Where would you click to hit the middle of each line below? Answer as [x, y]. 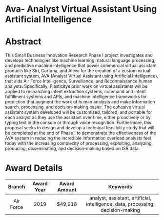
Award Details [34, 168]
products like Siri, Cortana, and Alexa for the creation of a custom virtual [78, 71]
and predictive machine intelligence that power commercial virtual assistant [81, 66]
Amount [67, 190]
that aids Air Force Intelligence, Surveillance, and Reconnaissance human [79, 81]
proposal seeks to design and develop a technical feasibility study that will [80, 128]
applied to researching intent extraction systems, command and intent [75, 92]
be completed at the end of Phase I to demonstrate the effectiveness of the [81, 133]
